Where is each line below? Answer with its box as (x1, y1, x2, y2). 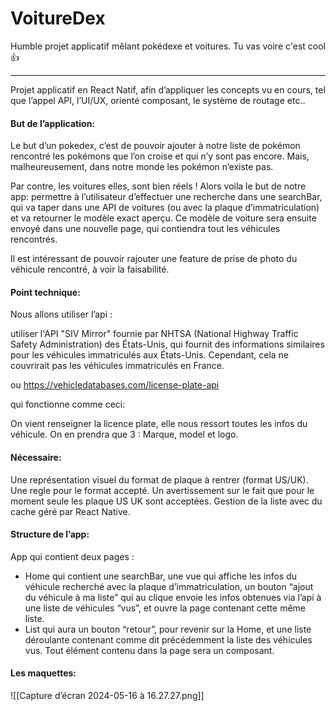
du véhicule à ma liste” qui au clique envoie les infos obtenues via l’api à (24, 591, 322, 603)
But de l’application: (10, 117, 96, 129)
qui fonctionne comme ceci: (10, 398, 126, 411)
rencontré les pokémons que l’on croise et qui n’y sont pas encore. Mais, (10, 150, 310, 162)
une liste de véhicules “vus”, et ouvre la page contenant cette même (24, 602, 306, 614)
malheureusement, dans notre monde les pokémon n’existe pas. (10, 161, 274, 173)
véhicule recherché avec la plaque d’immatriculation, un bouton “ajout (24, 580, 314, 592)
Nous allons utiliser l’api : (10, 308, 113, 321)
